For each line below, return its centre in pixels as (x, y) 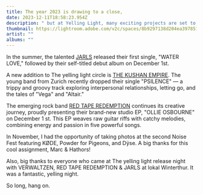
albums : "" (20, 40)
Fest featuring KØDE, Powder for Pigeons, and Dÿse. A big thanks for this (97, 143)
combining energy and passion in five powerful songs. (74, 125)
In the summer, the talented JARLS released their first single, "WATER (93, 57)
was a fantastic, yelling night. (43, 174)
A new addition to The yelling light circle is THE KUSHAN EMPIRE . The (94, 75)
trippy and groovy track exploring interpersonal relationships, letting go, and (101, 88)
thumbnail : (20, 29)
